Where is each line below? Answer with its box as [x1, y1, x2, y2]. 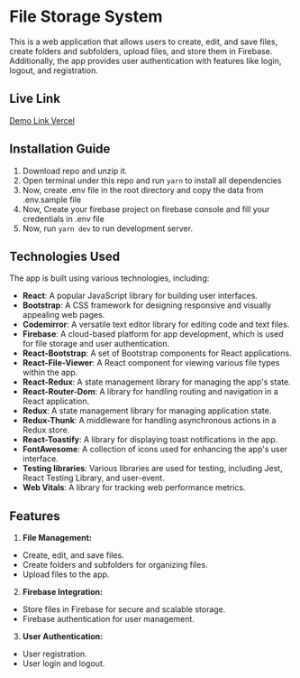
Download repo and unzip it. [22, 165, 128, 176]
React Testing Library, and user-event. [22, 472, 165, 484]
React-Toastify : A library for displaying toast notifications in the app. [22, 434, 278, 445]
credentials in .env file [22, 213, 105, 224]
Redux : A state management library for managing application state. [22, 405, 272, 416]
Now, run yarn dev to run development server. [22, 223, 194, 234]
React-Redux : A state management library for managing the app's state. [22, 376, 291, 387]
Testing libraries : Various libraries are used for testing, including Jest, [22, 463, 283, 474]
